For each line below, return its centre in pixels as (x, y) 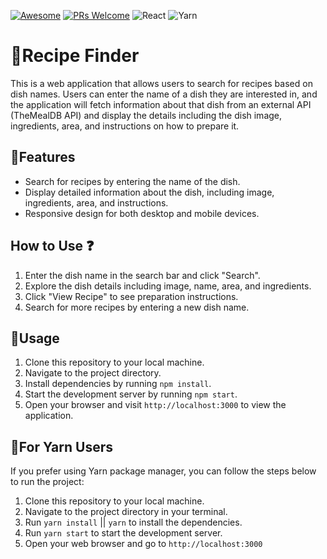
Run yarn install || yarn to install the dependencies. (133, 522)
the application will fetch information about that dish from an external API (161, 104)
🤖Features (43, 157)
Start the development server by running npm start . (131, 394)
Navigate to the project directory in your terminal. (126, 512)
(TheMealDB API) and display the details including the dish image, (146, 115)
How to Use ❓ (52, 246)
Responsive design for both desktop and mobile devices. (142, 213)
